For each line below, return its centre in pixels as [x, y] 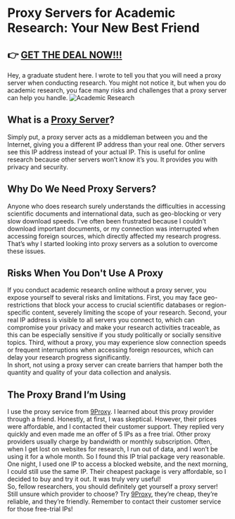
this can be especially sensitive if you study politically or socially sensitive [114, 335]
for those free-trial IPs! [40, 509]
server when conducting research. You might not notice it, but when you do [117, 83]
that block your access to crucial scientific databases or [122, 305]
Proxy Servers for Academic [91, 13]
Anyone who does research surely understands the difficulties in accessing [116, 206]
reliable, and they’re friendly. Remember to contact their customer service [114, 501]
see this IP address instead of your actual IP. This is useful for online [106, 152]
